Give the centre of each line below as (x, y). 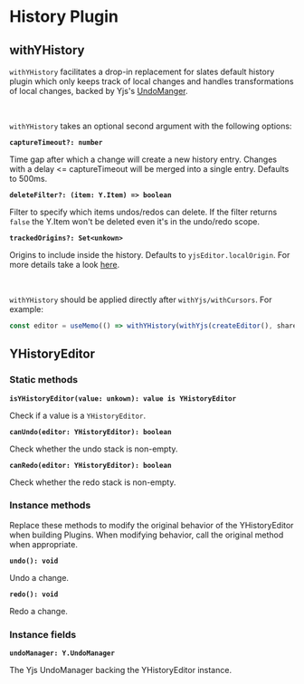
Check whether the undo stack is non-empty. (94, 449)
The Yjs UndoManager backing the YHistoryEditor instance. (121, 670)
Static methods (44, 380)
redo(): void (34, 594)
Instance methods (50, 506)
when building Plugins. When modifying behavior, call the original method (147, 535)
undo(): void (34, 561)
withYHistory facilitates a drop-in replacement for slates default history (142, 71)
